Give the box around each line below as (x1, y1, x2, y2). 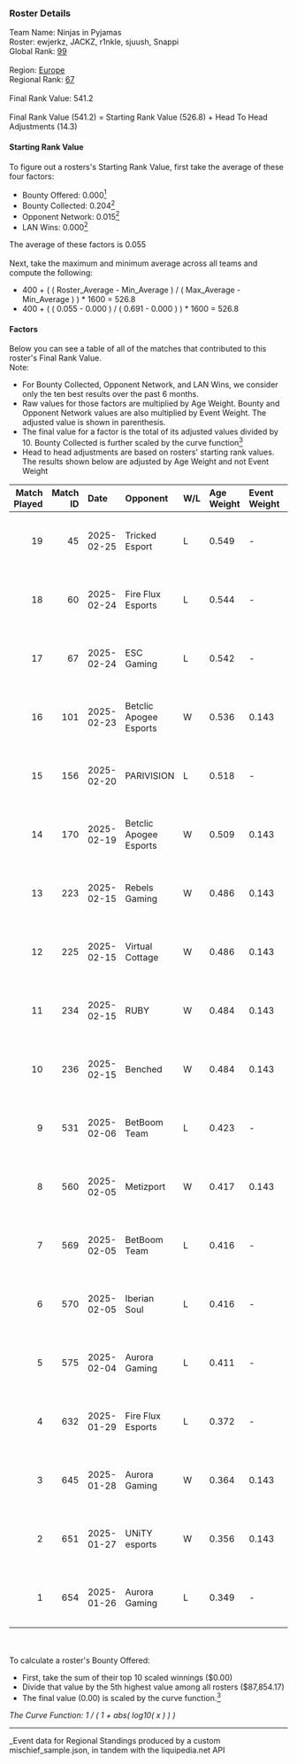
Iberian (125, 1292, 155, 1304)
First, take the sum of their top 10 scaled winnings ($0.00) (21, 1672, 232, 1682)
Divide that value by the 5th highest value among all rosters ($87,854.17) (21, 1682, 285, 1692)
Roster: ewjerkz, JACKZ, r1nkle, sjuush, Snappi (9, 36, 179, 47)
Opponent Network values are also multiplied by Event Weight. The (21, 408, 267, 418)
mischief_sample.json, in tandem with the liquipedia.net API (9, 1745, 225, 1755)
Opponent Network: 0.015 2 (21, 209, 120, 221)
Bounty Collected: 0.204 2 (21, 198, 116, 211)
